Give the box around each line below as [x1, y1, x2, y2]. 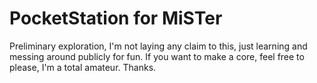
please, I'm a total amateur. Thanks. [9, 61, 157, 73]
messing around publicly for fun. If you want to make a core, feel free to [9, 50, 305, 62]
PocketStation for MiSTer [9, 7, 223, 30]
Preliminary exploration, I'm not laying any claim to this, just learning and [9, 40, 308, 52]
